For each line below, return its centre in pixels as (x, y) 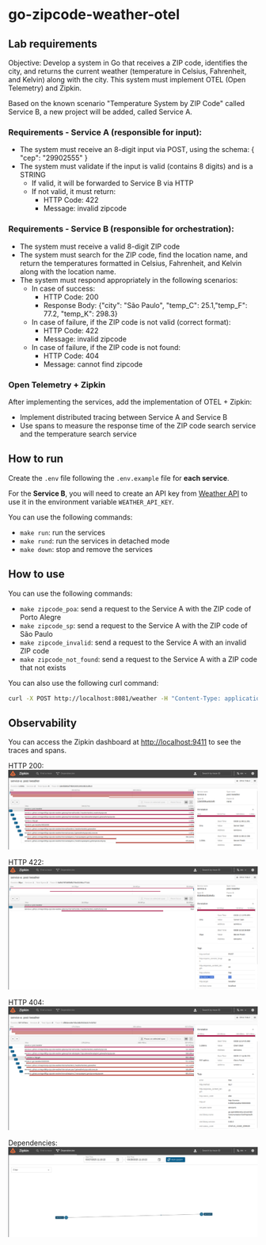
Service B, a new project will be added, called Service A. (100, 112)
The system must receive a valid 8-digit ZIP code (100, 246)
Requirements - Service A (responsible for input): (105, 132)
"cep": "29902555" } (54, 158)
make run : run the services (62, 532)
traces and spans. (38, 751)
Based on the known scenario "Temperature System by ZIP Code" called (127, 103)
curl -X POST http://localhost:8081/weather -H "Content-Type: (115, 699)
